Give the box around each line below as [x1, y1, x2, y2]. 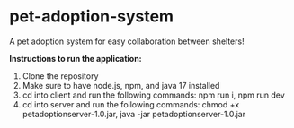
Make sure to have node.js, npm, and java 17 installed [22, 80, 220, 90]
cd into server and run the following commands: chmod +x [22, 98, 240, 109]
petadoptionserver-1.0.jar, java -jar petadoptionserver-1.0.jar [22, 108, 245, 119]
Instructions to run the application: [9, 53, 142, 64]
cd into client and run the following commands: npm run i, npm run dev [22, 90, 285, 100]
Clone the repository [22, 70, 99, 81]
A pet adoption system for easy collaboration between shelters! [9, 36, 245, 47]
